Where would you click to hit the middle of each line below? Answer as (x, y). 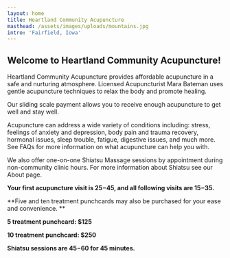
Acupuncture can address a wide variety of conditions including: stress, (109, 125)
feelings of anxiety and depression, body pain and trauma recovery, (103, 132)
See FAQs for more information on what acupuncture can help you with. (108, 147)
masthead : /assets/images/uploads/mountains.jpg (78, 26)
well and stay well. (33, 112)
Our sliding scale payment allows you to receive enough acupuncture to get (114, 105)
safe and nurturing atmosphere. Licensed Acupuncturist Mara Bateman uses (115, 84)
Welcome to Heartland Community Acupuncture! (114, 60)
